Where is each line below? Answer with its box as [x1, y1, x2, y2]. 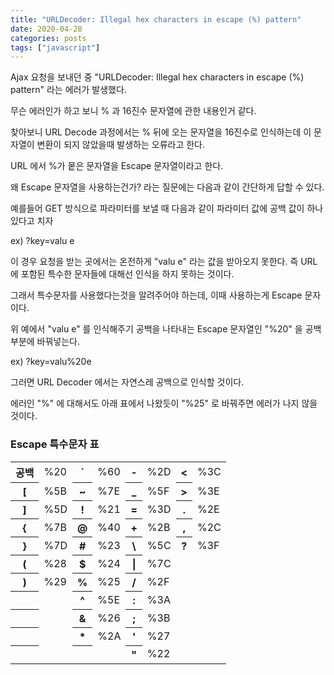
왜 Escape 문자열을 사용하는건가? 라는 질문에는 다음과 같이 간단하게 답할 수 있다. [10, 181, 325, 193]
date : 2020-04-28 [10, 24, 83, 34]
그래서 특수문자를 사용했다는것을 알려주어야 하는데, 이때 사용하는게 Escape [10, 289, 303, 301]
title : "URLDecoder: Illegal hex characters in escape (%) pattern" [10, 14, 302, 25]
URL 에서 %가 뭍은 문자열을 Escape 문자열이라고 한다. [10, 160, 224, 172]
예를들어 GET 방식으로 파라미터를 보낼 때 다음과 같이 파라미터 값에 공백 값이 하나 [10, 202, 324, 215]
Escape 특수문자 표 [10, 437, 100, 451]
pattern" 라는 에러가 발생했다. [10, 84, 127, 96]
